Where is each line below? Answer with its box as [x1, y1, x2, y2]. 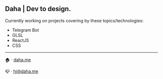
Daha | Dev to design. [5, 5, 71, 13]
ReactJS [12, 37, 29, 43]
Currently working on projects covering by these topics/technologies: [5, 17, 144, 23]
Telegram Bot [12, 27, 39, 33]
